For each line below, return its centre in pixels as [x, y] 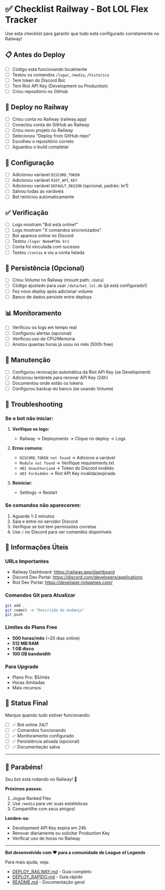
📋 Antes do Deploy [35, 55]
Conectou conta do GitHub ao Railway [51, 125]
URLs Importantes [27, 561]
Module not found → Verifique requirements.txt [67, 463]
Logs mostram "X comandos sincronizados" [57, 230]
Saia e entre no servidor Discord [45, 521]
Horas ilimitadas [28, 682]
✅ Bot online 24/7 [30, 724]
